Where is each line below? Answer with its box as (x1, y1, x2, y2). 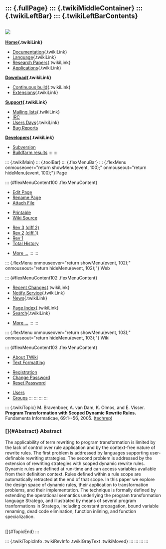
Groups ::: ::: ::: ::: (12, 395, 48, 401)
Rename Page (12, 194, 41, 200)
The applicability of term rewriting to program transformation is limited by (5, 439, 156, 445)
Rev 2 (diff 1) (12, 230, 39, 236)
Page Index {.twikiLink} (12, 305, 59, 311)
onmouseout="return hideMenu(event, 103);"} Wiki (5, 335, 110, 341)
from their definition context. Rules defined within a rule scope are (5, 471, 141, 477)
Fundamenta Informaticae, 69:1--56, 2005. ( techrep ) (5, 415, 113, 421)
